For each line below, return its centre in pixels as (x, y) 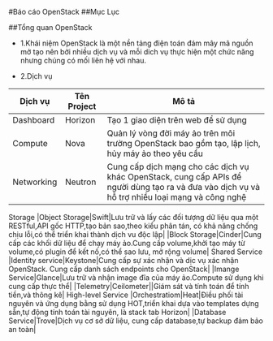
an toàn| (22, 329)
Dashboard (34, 120)
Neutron (80, 182)
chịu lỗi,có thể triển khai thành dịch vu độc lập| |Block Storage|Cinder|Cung (135, 234)
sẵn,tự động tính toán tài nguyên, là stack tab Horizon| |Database (117, 312)
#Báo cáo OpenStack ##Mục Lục (64, 12)
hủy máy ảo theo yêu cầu (155, 153)
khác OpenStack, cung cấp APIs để (174, 177)
